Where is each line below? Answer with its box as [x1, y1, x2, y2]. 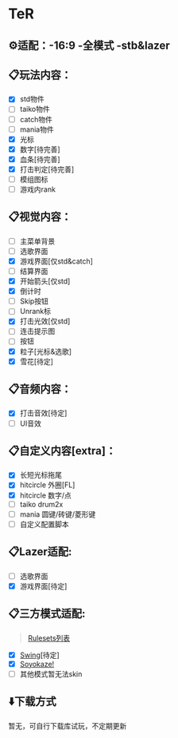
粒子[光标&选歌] [19, 347, 72, 356]
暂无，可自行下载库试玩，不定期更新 [8, 720, 127, 731]
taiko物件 [19, 105, 50, 114]
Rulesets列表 [27, 633, 71, 643]
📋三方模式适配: [8, 607, 86, 621]
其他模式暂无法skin [19, 669, 83, 679]
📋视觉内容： [8, 210, 72, 224]
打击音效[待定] [19, 408, 68, 418]
